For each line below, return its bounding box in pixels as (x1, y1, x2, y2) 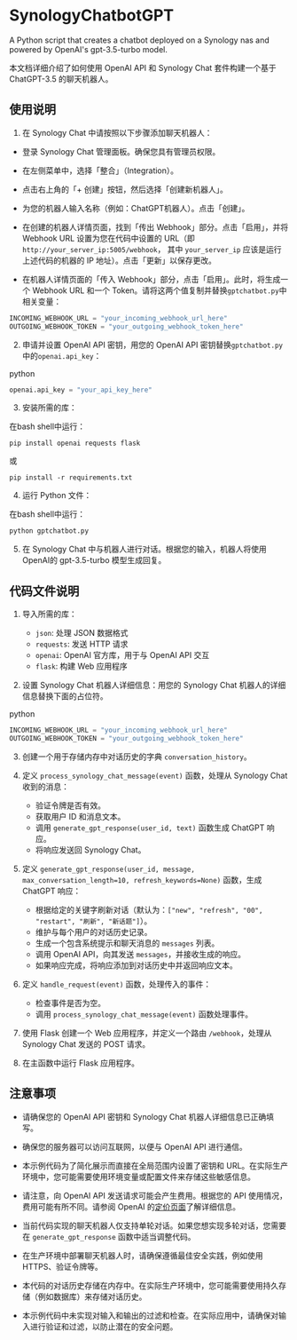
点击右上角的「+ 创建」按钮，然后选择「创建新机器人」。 (21, 184, 228, 194)
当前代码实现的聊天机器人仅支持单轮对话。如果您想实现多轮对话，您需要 (21, 1220, 286, 1231)
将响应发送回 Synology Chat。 (35, 844, 146, 855)
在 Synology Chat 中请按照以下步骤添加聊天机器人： (21, 127, 213, 138)
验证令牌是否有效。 (35, 800, 106, 811)
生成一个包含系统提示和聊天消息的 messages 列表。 (35, 938, 220, 948)
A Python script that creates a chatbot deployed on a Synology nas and (9, 35, 270, 45)
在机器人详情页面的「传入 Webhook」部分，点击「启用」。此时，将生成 (21, 274, 281, 284)
